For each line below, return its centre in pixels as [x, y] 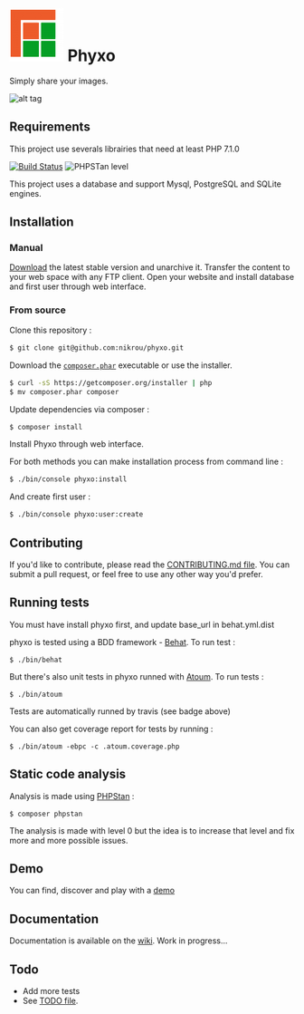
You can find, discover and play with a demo [92, 891]
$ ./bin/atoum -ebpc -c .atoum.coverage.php [95, 746]
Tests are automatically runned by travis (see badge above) [120, 711]
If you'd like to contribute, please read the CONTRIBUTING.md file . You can [150, 565]
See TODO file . [50, 1000]
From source [38, 310]
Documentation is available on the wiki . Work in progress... [119, 941]
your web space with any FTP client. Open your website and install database [152, 277]
